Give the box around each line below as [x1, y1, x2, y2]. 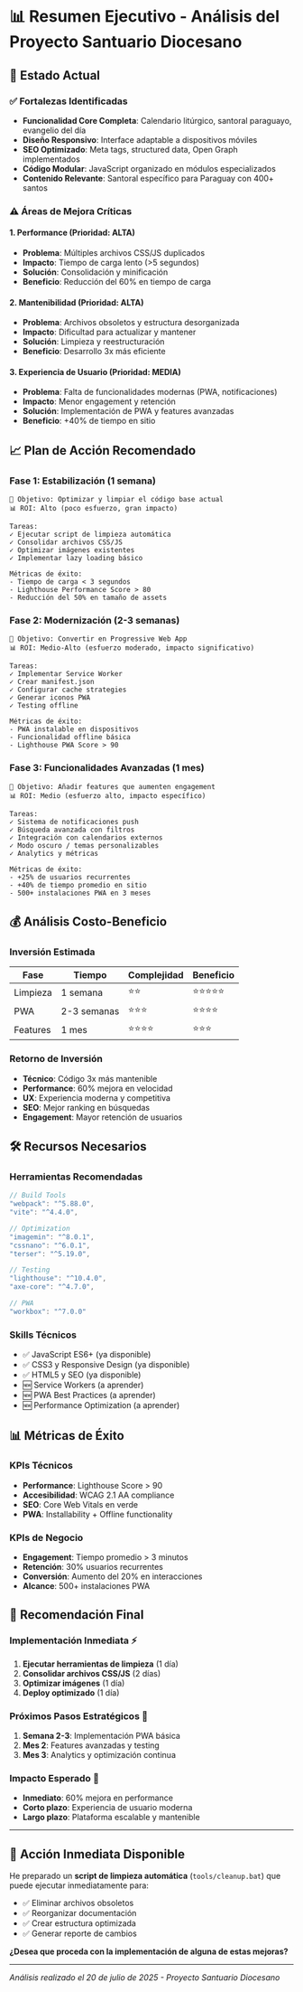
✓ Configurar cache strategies [9, 685, 127, 695]
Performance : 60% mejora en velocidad [22, 1083, 173, 1094]
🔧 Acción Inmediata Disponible [9, 1846, 185, 1862]
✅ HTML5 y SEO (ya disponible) [22, 1369, 142, 1380]
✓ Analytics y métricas [9, 849, 99, 858]
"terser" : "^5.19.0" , [9, 1249, 91, 1258]
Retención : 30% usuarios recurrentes [22, 1562, 164, 1573]
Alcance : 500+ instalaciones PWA [22, 1581, 151, 1592]
